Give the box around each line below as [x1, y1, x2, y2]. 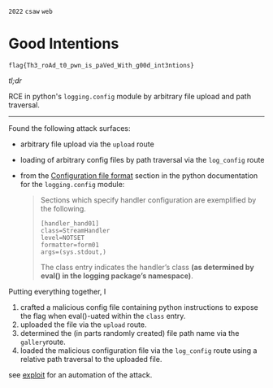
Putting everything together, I [8, 286, 106, 296]
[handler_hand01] [40, 219, 100, 228]
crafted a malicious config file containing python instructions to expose [19, 302, 258, 312]
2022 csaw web [8, 7, 53, 15]
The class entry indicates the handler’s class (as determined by [40, 262, 254, 272]
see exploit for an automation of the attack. [8, 369, 153, 380]
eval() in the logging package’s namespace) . [40, 271, 193, 281]
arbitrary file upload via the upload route [19, 139, 154, 149]
